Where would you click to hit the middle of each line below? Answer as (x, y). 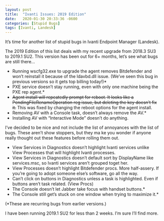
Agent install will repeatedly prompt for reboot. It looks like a (73, 97)
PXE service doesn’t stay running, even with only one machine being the (85, 87)
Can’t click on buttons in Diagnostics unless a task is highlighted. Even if (85, 179)
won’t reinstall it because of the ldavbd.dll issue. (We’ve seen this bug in (85, 76)
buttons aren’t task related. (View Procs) (53, 184)
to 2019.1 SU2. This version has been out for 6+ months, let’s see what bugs (82, 56)
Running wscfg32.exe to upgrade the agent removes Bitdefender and (82, 71)
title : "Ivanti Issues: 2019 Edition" (46, 14)
